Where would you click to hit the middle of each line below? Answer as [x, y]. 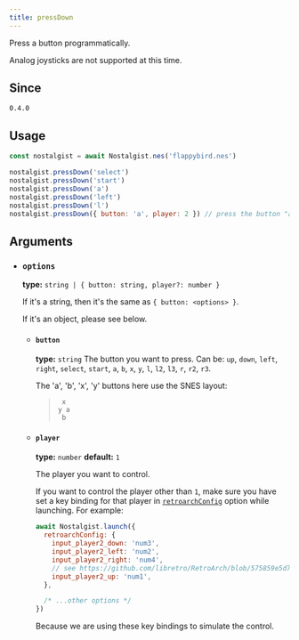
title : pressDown [41, 17]
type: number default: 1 [77, 457]
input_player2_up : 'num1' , [102, 576]
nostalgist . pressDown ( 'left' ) [65, 197]
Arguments [41, 241]
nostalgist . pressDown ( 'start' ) [67, 181]
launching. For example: [79, 510]
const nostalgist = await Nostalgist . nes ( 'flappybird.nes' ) [123, 157]
